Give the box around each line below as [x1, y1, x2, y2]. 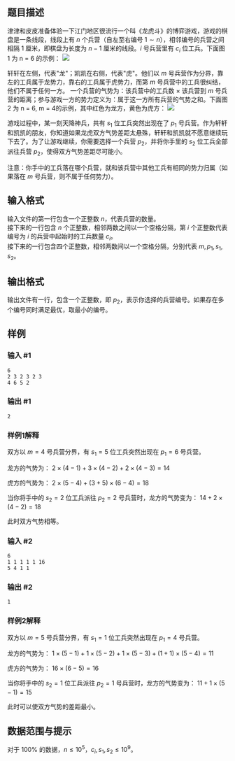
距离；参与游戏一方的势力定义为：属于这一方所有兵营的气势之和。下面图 [19, 95, 228, 104]
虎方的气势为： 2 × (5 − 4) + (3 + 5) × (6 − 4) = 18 [7, 478, 149, 487]
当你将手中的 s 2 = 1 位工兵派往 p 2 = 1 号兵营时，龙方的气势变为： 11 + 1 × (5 [7, 679, 225, 689]
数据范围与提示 [7, 725, 72, 737]
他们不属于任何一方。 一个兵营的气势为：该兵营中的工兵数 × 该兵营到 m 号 [7, 86, 222, 94]
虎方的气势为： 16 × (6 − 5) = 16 [7, 664, 99, 673]
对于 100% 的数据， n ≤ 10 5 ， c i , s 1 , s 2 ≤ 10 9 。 [7, 744, 137, 755]
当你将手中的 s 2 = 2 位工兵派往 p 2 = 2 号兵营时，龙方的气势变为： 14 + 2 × [7, 493, 223, 504]
